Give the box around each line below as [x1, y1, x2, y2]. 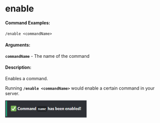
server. [5, 90, 20, 96]
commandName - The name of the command [5, 53, 90, 59]
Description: [5, 64, 31, 70]
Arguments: [5, 42, 31, 48]
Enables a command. [5, 75, 48, 81]
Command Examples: [5, 19, 51, 25]
